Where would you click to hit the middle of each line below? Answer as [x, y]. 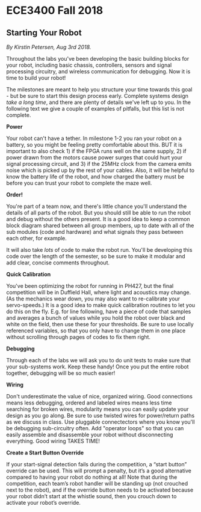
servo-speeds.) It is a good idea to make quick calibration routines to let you [101, 305]
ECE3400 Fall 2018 [55, 11]
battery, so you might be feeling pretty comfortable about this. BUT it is [94, 145]
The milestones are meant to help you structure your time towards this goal [99, 90]
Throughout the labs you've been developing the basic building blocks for [98, 59]
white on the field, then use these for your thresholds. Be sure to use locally [100, 324]
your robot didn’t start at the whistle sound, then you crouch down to [91, 496]
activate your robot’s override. [44, 503]
